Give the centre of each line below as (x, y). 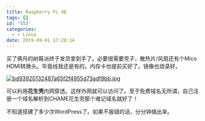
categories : (21, 29)
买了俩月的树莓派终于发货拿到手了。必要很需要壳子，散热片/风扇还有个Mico (102, 58)
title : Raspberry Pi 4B (37, 12)
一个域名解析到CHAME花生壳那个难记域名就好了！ (75, 99)
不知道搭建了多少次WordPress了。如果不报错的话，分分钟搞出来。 (90, 112)
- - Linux (24, 35)
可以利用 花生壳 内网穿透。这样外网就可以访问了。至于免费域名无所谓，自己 (100, 91)
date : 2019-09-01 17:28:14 (41, 40)
